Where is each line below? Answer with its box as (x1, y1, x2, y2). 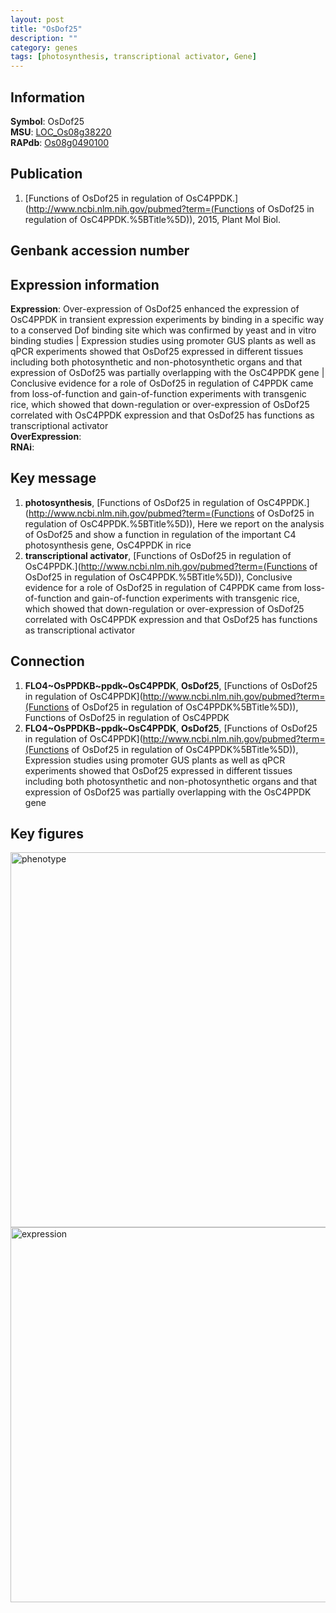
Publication (10, 166, 83, 183)
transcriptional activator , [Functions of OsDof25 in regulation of (24, 549, 292, 561)
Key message (10, 470, 97, 487)
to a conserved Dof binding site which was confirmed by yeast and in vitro (10, 324, 317, 336)
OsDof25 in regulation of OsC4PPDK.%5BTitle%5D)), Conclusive (24, 571, 293, 583)
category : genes (10, 42, 78, 53)
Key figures (10, 825, 84, 842)
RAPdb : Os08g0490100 (10, 136, 110, 148)
